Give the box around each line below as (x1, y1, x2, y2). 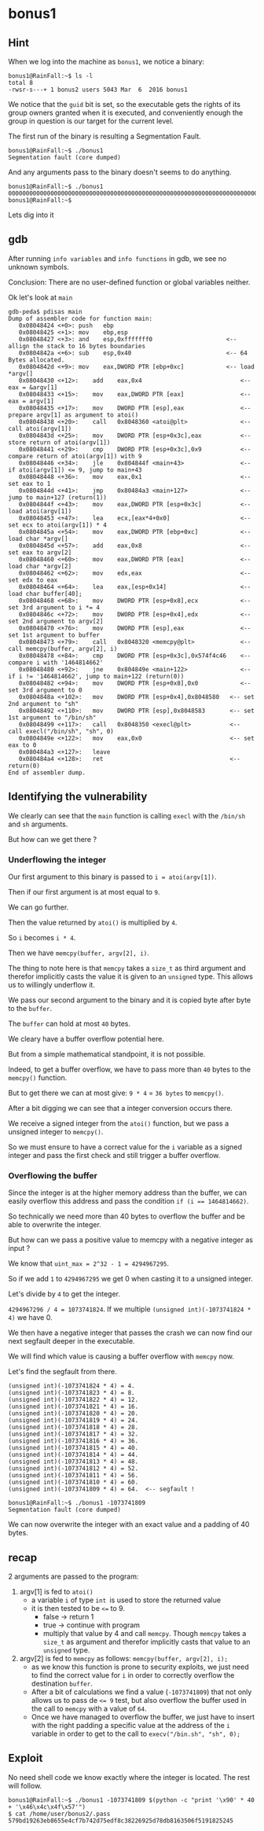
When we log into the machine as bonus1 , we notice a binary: (8, 57, 205, 66)
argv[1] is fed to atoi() (19, 1587, 93, 1597)
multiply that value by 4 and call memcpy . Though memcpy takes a (42, 1629, 247, 1638)
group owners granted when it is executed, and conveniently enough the (8, 108, 244, 117)
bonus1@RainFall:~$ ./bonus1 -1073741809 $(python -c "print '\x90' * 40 (8, 1796, 255, 1804)
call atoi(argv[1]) (8, 425, 72, 432)
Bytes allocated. (8, 355, 65, 364)
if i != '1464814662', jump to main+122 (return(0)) (8, 672, 185, 680)
